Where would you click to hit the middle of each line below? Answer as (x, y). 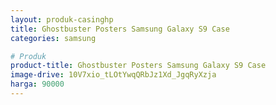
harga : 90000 (37, 84)
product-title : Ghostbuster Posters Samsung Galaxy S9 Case (138, 66)
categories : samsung (53, 38)
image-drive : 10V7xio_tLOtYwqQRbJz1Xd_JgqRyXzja (113, 75)
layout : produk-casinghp (62, 19)
